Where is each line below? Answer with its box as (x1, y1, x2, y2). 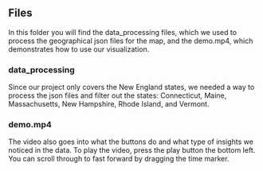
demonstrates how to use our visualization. (8, 44, 150, 54)
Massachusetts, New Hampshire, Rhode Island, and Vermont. (8, 99, 210, 109)
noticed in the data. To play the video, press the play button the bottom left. (8, 146, 256, 155)
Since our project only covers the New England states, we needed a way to (8, 83, 255, 92)
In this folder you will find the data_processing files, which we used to (8, 27, 237, 37)
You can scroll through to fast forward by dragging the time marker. (8, 154, 230, 164)
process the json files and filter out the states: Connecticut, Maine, (8, 91, 227, 100)
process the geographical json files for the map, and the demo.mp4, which (8, 36, 253, 45)
